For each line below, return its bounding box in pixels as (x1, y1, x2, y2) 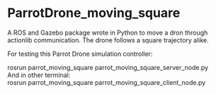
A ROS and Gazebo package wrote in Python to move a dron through (7, 28, 208, 37)
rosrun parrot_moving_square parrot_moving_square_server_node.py (7, 63, 209, 71)
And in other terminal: (7, 71, 71, 79)
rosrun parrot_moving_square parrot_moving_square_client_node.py (7, 78, 206, 86)
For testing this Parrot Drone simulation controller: (7, 49, 153, 58)
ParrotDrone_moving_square (7, 5, 181, 21)
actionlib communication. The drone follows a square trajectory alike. (7, 35, 209, 44)
